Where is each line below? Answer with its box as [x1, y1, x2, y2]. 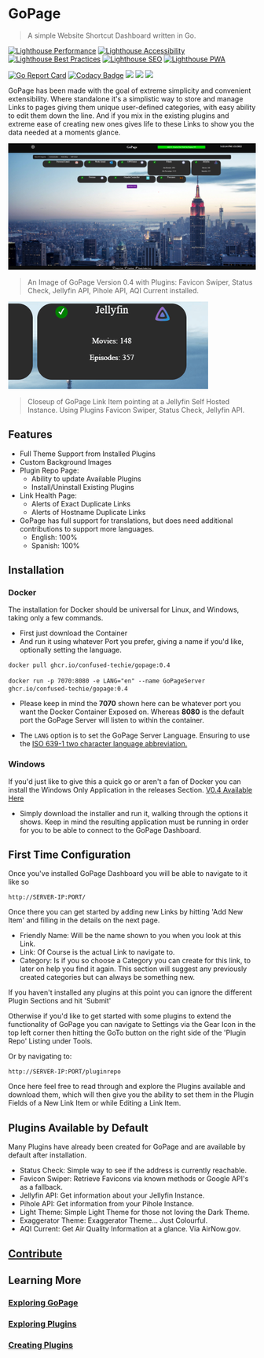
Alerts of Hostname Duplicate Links [31, 507, 146, 517]
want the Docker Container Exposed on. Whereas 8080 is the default [19, 707, 244, 716]
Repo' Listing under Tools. [8, 1036, 93, 1046]
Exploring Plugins [8, 1318, 77, 1329]
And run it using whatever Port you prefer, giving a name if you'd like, [19, 637, 244, 646]
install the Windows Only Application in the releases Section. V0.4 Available [8, 785, 253, 794]
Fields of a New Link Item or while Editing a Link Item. [8, 1099, 181, 1108]
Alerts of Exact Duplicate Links [31, 499, 131, 508]
